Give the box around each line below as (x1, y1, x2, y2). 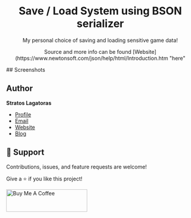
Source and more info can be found (44, 48, 131, 55)
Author (6, 84, 33, 94)
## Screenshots (6, 66, 46, 73)
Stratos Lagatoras (6, 99, 52, 106)
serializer (76, 17, 124, 30)
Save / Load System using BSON (19, 4, 182, 18)
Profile (14, 110, 32, 118)
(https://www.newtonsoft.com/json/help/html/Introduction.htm (14, 54, 168, 62)
